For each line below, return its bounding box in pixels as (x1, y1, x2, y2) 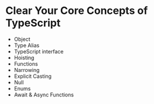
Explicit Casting (13, 73, 52, 80)
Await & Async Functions (13, 91, 74, 98)
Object (13, 35, 30, 42)
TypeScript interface (13, 48, 64, 55)
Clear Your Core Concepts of (5, 4, 148, 17)
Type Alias (13, 42, 40, 49)
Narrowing (13, 66, 40, 73)
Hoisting (13, 54, 35, 61)
